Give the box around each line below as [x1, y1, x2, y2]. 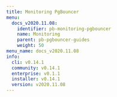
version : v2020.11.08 [11, 82, 66, 88]
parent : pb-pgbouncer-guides [17, 37, 90, 43]
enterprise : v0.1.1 [11, 70, 61, 77]
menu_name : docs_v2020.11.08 [6, 48, 79, 54]
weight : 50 [17, 43, 44, 49]
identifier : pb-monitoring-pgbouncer [17, 25, 112, 32]
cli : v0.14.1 [11, 59, 44, 65]
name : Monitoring [17, 31, 61, 37]
